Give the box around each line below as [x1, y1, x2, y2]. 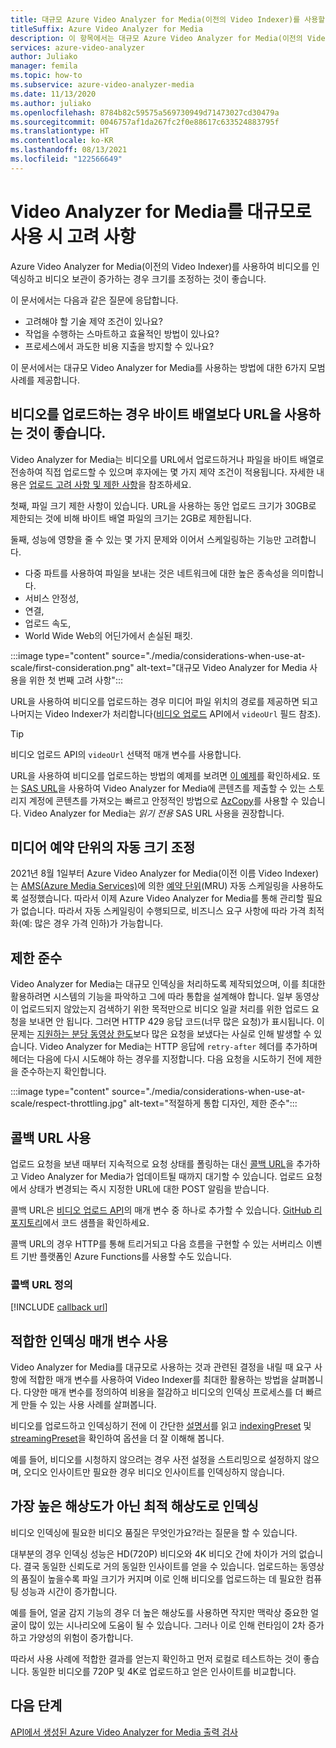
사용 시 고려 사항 [10, 225, 137, 248]
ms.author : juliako [10, 98, 92, 108]
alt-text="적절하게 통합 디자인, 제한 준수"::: [129, 1097, 298, 1110]
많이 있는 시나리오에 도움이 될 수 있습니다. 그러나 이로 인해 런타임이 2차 [28, 1619, 306, 1631]
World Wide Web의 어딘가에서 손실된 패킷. [24, 629, 193, 641]
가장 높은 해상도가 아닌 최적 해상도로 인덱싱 [10, 1498, 259, 1515]
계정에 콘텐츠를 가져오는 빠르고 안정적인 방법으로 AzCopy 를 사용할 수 [28, 794, 300, 806]
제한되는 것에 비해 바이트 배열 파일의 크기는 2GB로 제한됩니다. [10, 512, 252, 524]
